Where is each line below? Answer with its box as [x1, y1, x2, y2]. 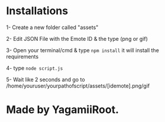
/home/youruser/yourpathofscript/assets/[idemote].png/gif [6, 82, 150, 89]
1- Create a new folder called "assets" [6, 24, 99, 31]
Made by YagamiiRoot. [6, 103, 119, 117]
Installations [6, 4, 69, 18]
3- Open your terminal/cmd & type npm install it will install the [6, 46, 160, 54]
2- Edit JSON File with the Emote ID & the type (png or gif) [6, 35, 148, 42]
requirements [6, 53, 39, 60]
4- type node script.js [6, 64, 63, 72]
